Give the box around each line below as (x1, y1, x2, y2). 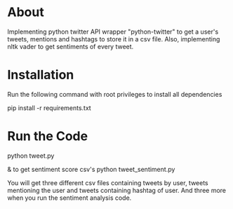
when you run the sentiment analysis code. (7, 194, 132, 202)
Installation (7, 67, 74, 83)
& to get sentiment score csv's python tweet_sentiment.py (7, 165, 175, 173)
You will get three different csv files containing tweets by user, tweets (7, 178, 208, 187)
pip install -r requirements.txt (7, 103, 91, 112)
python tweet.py (7, 151, 55, 160)
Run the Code (7, 128, 88, 144)
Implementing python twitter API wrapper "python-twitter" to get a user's (7, 27, 219, 36)
